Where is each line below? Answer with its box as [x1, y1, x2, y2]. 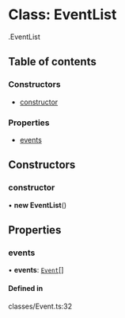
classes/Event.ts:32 [8, 301, 73, 311]
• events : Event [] [8, 265, 64, 275]
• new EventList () [8, 200, 67, 210]
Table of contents [8, 55, 97, 69]
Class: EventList [8, 6, 117, 24]
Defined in [8, 283, 44, 292]
